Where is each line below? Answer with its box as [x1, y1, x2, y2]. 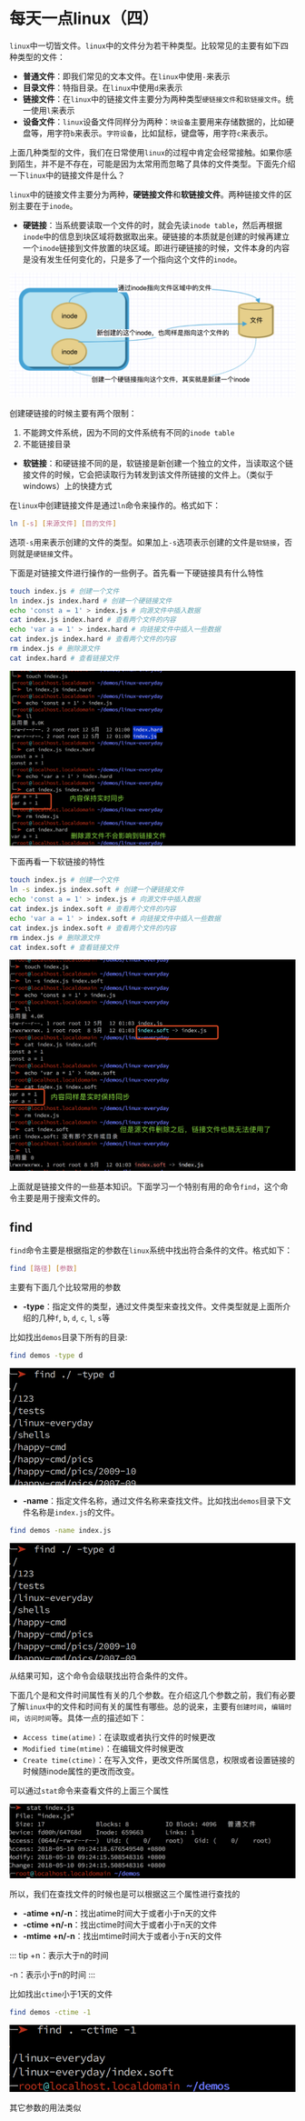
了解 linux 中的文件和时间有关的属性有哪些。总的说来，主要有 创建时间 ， [9, 1701, 272, 1712]
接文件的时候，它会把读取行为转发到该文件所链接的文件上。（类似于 [22, 469, 274, 480]
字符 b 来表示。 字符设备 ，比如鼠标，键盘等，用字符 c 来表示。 [54, 127, 273, 138]
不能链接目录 [22, 438, 71, 449]
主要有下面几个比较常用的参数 [9, 1282, 121, 1293]
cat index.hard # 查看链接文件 [9, 654, 120, 663]
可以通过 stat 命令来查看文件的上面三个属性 [9, 1786, 170, 1796]
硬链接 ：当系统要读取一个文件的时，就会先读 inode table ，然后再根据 [22, 219, 283, 230]
